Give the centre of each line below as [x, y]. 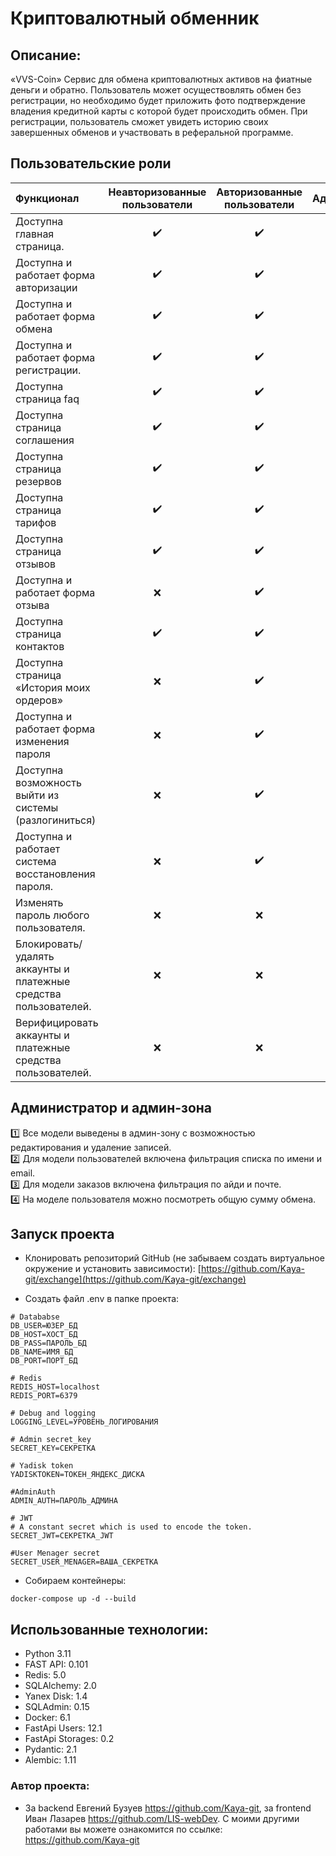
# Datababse [35, 1317]
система [36, 861]
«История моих [53, 687]
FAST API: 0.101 [56, 1664]
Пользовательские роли [91, 163]
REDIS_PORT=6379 [44, 1396]
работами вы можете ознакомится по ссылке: [123, 1829]
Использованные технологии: [109, 1629]
